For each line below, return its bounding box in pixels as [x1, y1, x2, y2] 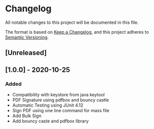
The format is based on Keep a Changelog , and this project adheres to [5, 29, 149, 35]
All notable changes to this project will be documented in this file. [5, 19, 139, 25]
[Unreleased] [5, 49, 47, 57]
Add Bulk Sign [12, 113, 42, 119]
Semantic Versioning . [5, 34, 49, 40]
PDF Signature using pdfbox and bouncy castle [12, 97, 109, 103]
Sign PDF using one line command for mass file [12, 108, 109, 114]
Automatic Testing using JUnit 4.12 [12, 102, 83, 108]
